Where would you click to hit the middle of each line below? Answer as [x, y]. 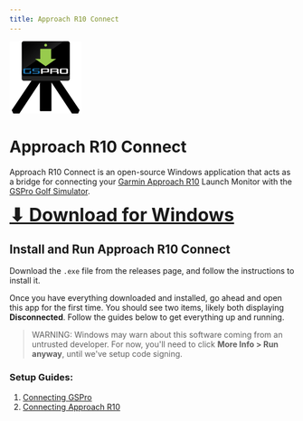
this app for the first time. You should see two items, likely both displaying [147, 308]
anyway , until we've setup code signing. [107, 354]
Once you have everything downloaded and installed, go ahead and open [146, 298]
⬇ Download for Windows [122, 215]
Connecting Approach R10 [71, 407]
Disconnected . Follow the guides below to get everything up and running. [147, 317]
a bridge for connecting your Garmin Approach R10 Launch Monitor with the [151, 182]
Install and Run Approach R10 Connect [120, 249]
